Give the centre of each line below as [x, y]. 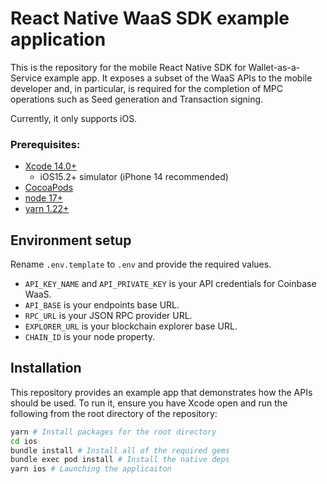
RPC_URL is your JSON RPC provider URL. [108, 316]
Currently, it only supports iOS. [74, 118]
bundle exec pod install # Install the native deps [120, 460]
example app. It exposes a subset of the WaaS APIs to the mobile [178, 78]
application [58, 39]
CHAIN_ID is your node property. [89, 337]
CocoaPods [49, 188]
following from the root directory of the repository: [114, 413]
